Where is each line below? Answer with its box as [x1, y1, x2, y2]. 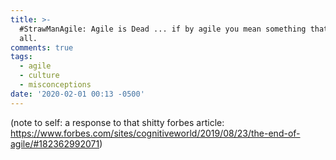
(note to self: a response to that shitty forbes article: [10, 116, 225, 128]
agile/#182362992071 [10, 137, 100, 150]
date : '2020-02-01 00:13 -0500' [10, 89, 145, 99]
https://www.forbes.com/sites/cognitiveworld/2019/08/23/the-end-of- [10, 127, 301, 139]
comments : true [10, 42, 74, 53]
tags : [10, 52, 33, 62]
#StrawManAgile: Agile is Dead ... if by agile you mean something [19, 24, 307, 34]
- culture [19, 71, 60, 81]
